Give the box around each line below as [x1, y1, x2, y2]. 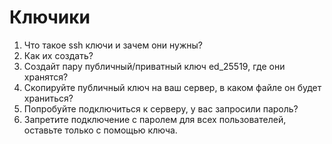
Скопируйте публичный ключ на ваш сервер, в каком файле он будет [23, 81, 322, 93]
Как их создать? [23, 49, 94, 61]
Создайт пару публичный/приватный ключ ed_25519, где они [23, 60, 286, 72]
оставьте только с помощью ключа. [23, 124, 178, 136]
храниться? [23, 92, 74, 104]
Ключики [9, 6, 91, 29]
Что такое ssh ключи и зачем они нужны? [23, 39, 203, 51]
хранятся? [23, 71, 69, 83]
